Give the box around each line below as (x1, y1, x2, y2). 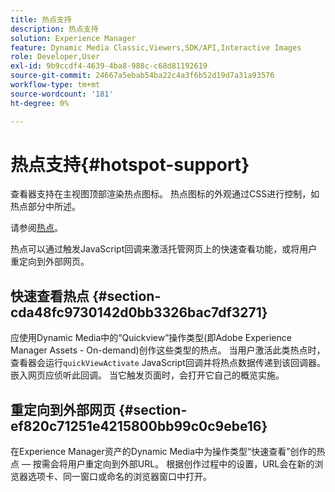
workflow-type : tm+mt (10, 80, 101, 90)
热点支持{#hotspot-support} (10, 153, 250, 176)
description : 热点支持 (10, 24, 99, 34)
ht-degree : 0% (10, 98, 70, 108)
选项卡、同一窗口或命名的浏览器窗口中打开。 (27, 471, 212, 483)
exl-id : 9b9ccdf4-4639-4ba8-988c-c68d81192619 (10, 61, 208, 71)
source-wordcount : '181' (10, 89, 114, 99)
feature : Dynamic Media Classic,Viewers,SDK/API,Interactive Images (10, 42, 302, 53)
